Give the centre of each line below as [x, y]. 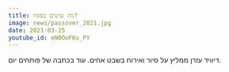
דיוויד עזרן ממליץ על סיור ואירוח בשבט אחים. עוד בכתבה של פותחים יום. [115, 60]
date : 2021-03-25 [37, 30]
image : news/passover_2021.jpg [60, 23]
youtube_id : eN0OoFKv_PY [49, 38]
